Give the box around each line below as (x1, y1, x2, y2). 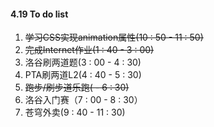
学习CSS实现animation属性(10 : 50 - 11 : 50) (24, 31, 204, 44)
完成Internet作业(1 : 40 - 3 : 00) (24, 44, 155, 56)
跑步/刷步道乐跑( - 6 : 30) (24, 81, 130, 94)
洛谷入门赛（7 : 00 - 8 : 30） (24, 94, 143, 106)
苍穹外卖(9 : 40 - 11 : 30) (24, 106, 126, 119)
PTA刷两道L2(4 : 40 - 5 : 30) (24, 69, 142, 81)
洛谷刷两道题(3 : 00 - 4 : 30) (24, 56, 142, 69)
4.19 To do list (10, 8, 69, 20)
